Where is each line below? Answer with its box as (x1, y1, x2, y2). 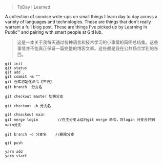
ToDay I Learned (17, 4, 50, 10)
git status (5, 66, 27, 70)
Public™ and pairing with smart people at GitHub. (5, 29, 103, 35)
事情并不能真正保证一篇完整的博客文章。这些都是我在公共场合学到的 (17, 46, 154, 51)
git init (5, 61, 23, 66)
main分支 (5, 122, 21, 127)
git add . (5, 70, 25, 75)
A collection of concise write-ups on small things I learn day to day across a (5, 14, 158, 19)
